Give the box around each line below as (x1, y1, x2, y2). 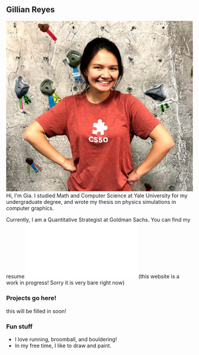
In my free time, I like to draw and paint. (14, 342, 111, 349)
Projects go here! (6, 294, 57, 302)
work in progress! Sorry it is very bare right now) (6, 279, 125, 286)
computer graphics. (6, 204, 54, 212)
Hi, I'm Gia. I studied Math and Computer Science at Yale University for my (6, 192, 188, 199)
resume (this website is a (6, 273, 179, 280)
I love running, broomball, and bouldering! (14, 335, 117, 343)
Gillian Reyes (6, 5, 55, 15)
